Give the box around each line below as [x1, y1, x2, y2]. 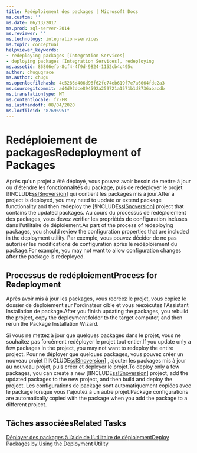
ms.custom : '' [6, 14, 41, 20]
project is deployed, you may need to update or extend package [6, 196, 162, 204]
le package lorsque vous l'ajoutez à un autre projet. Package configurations [6, 389, 189, 396]
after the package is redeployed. [6, 253, 86, 260]
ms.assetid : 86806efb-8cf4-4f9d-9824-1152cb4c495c [6, 63, 133, 70]
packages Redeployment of [6, 145, 142, 159]
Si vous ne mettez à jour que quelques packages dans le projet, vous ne [6, 332, 181, 339]
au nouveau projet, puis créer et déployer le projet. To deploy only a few [6, 363, 180, 370]
